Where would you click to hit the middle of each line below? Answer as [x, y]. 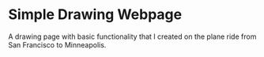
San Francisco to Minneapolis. [57, 44]
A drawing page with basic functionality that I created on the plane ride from [132, 36]
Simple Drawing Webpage [95, 15]
